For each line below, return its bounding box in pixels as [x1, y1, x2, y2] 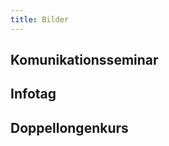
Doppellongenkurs [10, 119, 129, 136]
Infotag [10, 86, 57, 103]
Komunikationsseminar [10, 52, 159, 69]
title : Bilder [10, 14, 70, 25]
